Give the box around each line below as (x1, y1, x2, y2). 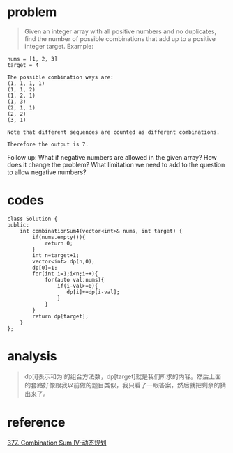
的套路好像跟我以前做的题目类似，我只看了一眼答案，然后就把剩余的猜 (24, 381, 227, 389)
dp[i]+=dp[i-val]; (66, 289, 120, 295)
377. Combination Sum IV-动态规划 (7, 438, 107, 447)
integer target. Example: (24, 42, 94, 50)
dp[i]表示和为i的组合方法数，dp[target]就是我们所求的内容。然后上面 (24, 372, 222, 381)
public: (7, 221, 30, 229)
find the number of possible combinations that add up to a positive (24, 34, 216, 43)
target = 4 (7, 61, 39, 68)
